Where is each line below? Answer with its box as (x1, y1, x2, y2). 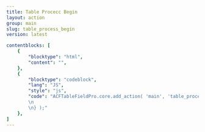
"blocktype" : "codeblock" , (28, 77, 97, 83)
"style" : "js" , (28, 88, 67, 94)
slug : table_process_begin (6, 26, 75, 32)
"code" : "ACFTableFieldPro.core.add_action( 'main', (28, 94, 165, 100)
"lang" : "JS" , (28, 82, 64, 88)
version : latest (6, 32, 48, 38)
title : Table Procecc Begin (6, 9, 78, 15)
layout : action (6, 15, 45, 21)
